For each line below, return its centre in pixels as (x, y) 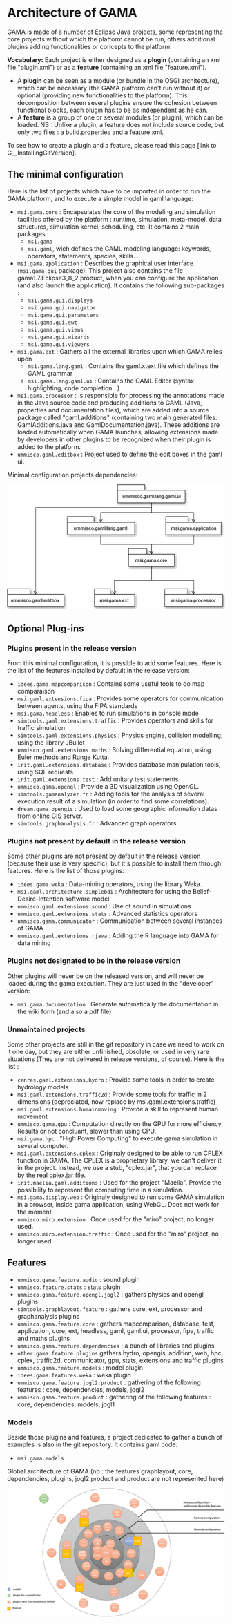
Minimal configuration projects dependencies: (72, 475)
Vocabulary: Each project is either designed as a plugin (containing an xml (114, 59)
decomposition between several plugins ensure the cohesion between (117, 102)
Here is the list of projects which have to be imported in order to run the (109, 191)
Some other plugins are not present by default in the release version (104, 856)
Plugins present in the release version (72, 648)
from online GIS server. (50, 816)
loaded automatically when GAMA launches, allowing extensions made (118, 432)
